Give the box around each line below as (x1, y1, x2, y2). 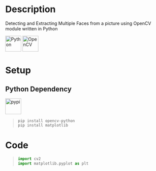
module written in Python (5, 25, 58, 31)
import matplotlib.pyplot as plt (17, 161, 89, 166)
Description (5, 4, 56, 15)
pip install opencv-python (17, 118, 75, 123)
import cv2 (17, 156, 41, 161)
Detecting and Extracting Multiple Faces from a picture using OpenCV (5, 20, 151, 26)
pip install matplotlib (17, 122, 69, 127)
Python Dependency (5, 84, 72, 93)
